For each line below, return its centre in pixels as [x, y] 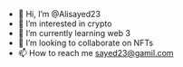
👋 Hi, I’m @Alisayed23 [59, 14]
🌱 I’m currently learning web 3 [74, 33]
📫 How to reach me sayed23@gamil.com [96, 53]
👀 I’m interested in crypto [65, 24]
